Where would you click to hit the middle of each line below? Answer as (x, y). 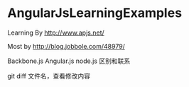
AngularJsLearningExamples (95, 13)
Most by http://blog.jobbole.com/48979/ (66, 46)
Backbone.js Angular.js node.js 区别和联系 (69, 61)
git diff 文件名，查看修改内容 (49, 76)
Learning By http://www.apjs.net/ (56, 33)
